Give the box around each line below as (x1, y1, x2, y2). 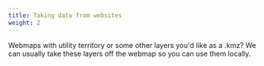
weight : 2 (8, 19, 41, 27)
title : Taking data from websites (8, 11, 123, 20)
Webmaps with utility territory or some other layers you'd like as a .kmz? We (8, 40, 257, 49)
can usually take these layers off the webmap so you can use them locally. (8, 49, 251, 58)
